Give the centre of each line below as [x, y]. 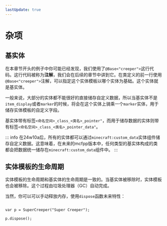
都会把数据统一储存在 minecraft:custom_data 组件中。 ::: [62, 150]
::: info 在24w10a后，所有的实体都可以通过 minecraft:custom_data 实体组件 [81, 137]
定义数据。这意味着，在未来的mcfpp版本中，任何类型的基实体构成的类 [86, 143]
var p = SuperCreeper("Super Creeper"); [48, 210]
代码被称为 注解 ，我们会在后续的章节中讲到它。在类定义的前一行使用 [92, 74]
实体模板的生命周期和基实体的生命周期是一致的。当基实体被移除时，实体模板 [83, 179]
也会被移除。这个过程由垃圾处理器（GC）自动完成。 [58, 186]
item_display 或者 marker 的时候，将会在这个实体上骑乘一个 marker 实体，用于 [82, 104]
